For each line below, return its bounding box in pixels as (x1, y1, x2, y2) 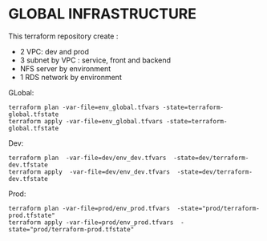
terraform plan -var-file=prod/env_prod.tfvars (8, 204, 171, 212)
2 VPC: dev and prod (19, 46, 90, 56)
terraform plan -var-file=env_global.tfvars (8, 103, 160, 111)
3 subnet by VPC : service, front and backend (19, 55, 171, 65)
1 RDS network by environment (19, 72, 122, 82)
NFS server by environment (19, 63, 111, 73)
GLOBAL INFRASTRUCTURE (8, 5, 197, 23)
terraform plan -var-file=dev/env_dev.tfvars (8, 154, 167, 162)
